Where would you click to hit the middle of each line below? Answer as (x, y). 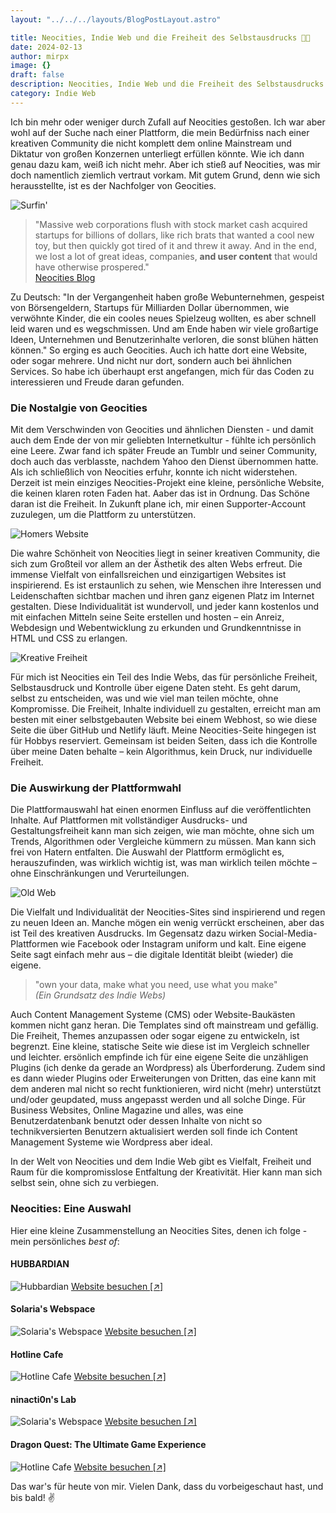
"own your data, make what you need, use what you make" (156, 985)
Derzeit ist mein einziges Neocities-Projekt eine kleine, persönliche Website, (167, 483)
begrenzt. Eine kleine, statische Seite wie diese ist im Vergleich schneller (160, 1047)
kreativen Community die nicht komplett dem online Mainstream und (151, 143)
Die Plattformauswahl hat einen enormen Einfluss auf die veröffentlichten (161, 810)
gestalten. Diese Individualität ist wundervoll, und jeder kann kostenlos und (165, 607)
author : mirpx (40, 56)
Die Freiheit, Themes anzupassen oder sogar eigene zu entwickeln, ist (155, 1036)
